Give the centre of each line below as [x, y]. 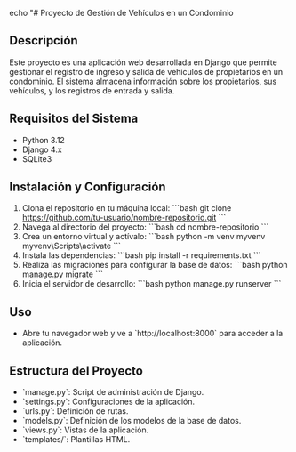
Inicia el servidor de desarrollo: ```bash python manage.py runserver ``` [152, 284]
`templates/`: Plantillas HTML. [76, 440]
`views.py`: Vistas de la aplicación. [85, 430]
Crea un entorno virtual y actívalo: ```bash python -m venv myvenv [144, 237]
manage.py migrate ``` [63, 274]
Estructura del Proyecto [76, 371]
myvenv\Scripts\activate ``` [72, 246]
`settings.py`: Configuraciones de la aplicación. [108, 402]
